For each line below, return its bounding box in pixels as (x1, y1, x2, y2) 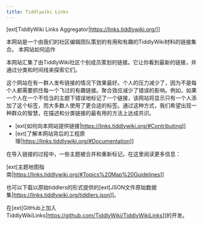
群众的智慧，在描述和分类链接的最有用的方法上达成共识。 (11, 109, 155, 116)
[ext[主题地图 (6, 163, 39, 170)
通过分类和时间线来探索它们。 (6, 66, 80, 73)
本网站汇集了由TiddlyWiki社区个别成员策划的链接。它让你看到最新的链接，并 (6, 58, 197, 65)
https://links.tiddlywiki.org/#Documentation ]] (22, 137, 134, 144)
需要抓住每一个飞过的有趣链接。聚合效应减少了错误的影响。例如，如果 (22, 86, 197, 94)
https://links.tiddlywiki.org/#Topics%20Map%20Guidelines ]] (13, 170, 164, 178)
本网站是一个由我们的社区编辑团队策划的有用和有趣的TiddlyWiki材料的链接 (6, 38, 192, 45)
